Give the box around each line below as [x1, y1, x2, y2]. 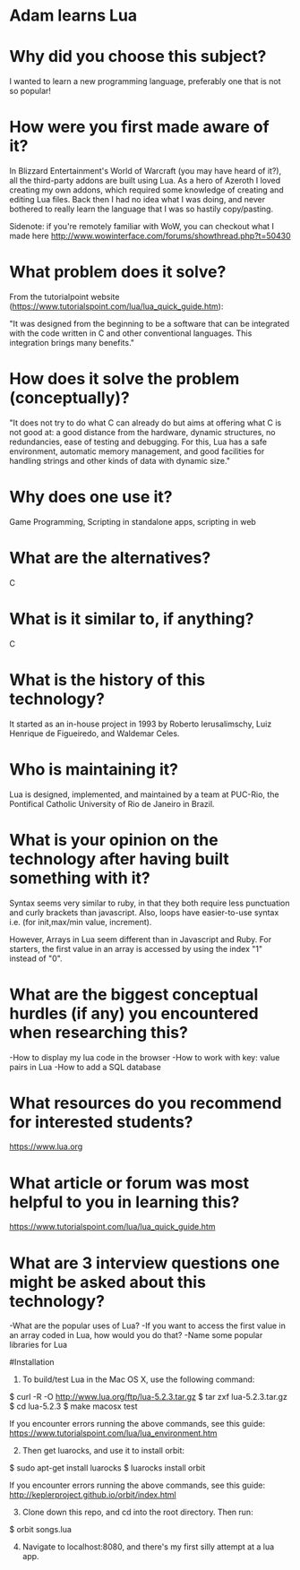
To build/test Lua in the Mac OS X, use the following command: [21, 1374, 255, 1385]
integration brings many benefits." [9, 338, 135, 347]
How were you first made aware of [9, 117, 270, 137]
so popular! [9, 86, 52, 97]
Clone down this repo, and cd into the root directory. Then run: [21, 1506, 253, 1518]
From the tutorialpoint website [9, 292, 120, 302]
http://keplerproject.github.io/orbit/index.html [9, 1489, 176, 1500]
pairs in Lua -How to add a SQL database [9, 1061, 161, 1072]
